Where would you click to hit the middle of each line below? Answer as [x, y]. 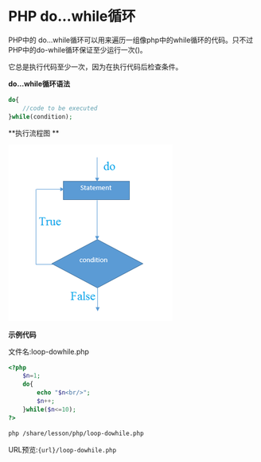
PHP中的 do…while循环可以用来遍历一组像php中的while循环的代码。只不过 [131, 40]
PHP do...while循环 [72, 16]
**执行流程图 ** [34, 133]
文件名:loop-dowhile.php [49, 351]
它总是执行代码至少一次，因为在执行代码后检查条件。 [95, 67]
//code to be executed [60, 108]
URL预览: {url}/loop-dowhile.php [62, 449]
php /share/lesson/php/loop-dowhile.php [76, 433]
